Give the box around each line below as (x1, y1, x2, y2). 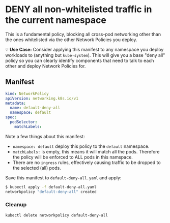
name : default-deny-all (10, 105, 60, 110)
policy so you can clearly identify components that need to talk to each (5, 57, 154, 63)
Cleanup (5, 201, 27, 208)
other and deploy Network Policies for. (5, 62, 86, 69)
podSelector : (10, 119, 38, 124)
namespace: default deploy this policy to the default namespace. (12, 143, 150, 149)
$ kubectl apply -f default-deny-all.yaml (5, 184, 97, 189)
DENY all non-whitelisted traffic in (5, 4, 152, 15)
